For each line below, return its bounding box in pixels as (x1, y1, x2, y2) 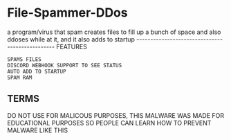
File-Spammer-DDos (7, 5, 128, 21)
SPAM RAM (7, 74, 33, 81)
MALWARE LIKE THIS (7, 126, 68, 134)
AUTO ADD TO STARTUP (7, 68, 67, 75)
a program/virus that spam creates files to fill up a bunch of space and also (7, 28, 221, 36)
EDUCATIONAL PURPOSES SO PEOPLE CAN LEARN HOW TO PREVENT (7, 119, 212, 127)
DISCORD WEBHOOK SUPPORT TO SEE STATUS (7, 62, 122, 69)
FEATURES (56, 42, 88, 51)
